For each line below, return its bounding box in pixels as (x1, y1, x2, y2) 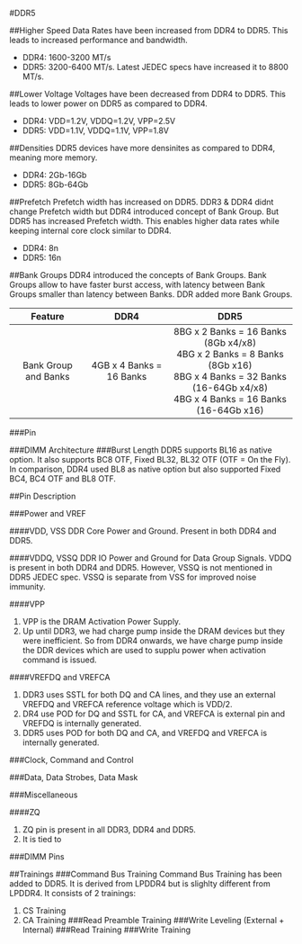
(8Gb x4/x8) (203, 337, 257, 349)
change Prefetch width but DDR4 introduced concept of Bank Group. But (9, 206, 280, 217)
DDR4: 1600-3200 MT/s (22, 52, 111, 62)
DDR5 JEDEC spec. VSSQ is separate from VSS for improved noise (9, 571, 257, 582)
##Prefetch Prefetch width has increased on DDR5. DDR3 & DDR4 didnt (9, 197, 274, 207)
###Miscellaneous (9, 789, 78, 800)
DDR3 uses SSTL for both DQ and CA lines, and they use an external (22, 689, 276, 700)
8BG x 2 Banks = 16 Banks (173, 326, 288, 337)
